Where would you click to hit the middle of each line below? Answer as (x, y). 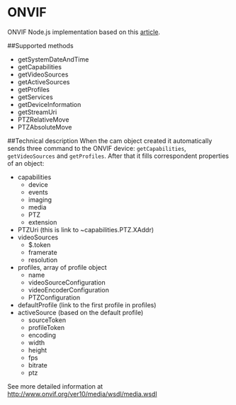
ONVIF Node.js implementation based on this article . (84, 32)
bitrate (38, 365)
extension (43, 222)
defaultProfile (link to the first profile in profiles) (87, 304)
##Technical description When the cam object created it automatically (110, 141)
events (38, 192)
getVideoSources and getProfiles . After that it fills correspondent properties (118, 156)
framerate (43, 252)
